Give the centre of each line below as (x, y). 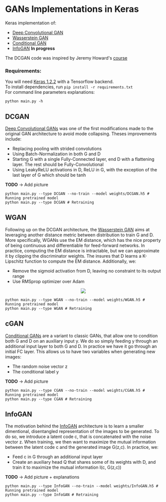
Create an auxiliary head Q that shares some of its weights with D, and (84, 462)
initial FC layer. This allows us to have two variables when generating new (80, 352)
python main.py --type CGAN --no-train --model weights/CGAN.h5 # (75, 390)
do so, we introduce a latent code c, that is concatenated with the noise (78, 437)
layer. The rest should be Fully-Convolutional (58, 164)
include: (13, 139)
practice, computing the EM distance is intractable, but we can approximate (82, 251)
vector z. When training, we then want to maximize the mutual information (81, 442)
